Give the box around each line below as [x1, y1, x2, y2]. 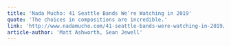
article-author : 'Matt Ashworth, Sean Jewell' [7, 28, 143, 36]
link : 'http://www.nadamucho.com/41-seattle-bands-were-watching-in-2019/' [7, 22, 229, 29]
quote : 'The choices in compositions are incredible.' [7, 16, 168, 23]
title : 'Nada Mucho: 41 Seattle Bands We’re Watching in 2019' [7, 9, 192, 17]
